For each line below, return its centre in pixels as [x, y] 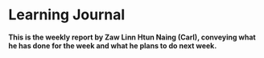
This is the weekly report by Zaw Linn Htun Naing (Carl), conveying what [132, 37]
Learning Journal [67, 15]
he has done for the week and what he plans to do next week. [113, 45]
